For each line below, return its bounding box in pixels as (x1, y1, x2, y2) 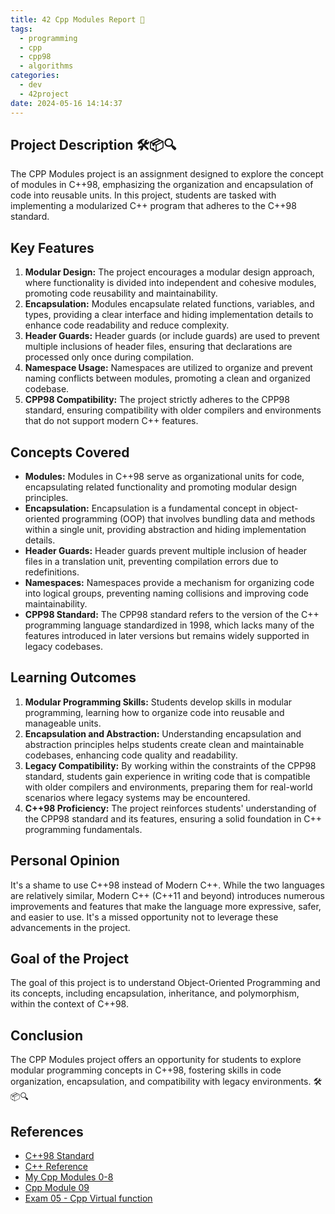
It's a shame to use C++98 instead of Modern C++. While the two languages (10, 879, 325, 891)
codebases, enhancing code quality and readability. (24, 749, 238, 761)
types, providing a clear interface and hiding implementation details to (24, 309, 314, 321)
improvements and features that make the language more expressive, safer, (10, 900, 322, 912)
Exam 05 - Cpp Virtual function (24, 1192, 153, 1204)
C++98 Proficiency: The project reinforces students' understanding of (24, 802, 317, 814)
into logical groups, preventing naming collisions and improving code (24, 587, 309, 599)
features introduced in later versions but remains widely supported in (24, 629, 310, 641)
